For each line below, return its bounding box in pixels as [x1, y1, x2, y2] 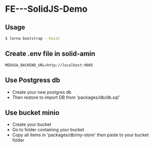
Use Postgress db [5, 76, 60, 85]
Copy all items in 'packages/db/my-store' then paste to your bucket [12, 132, 149, 138]
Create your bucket [12, 121, 51, 127]
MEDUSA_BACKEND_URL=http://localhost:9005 [5, 62, 93, 67]
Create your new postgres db [12, 89, 72, 95]
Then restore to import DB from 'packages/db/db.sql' [12, 94, 120, 100]
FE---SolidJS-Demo [5, 3, 88, 15]
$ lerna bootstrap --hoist [5, 36, 60, 41]
